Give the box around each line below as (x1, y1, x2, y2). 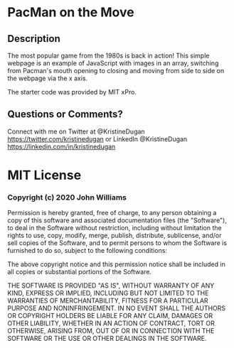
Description (7, 33, 60, 45)
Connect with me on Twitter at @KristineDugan (7, 127, 145, 136)
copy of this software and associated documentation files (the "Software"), (7, 216, 228, 224)
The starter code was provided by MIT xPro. (7, 88, 137, 96)
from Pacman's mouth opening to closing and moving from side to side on (7, 67, 225, 75)
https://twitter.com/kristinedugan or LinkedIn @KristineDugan (7, 134, 188, 143)
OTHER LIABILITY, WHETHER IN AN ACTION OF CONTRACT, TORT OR (7, 319, 215, 327)
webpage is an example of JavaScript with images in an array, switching (7, 59, 219, 67)
